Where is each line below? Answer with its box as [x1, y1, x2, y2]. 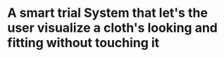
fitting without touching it [7, 35, 160, 51]
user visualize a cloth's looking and [7, 20, 218, 36]
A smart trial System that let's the [7, 5, 208, 21]
